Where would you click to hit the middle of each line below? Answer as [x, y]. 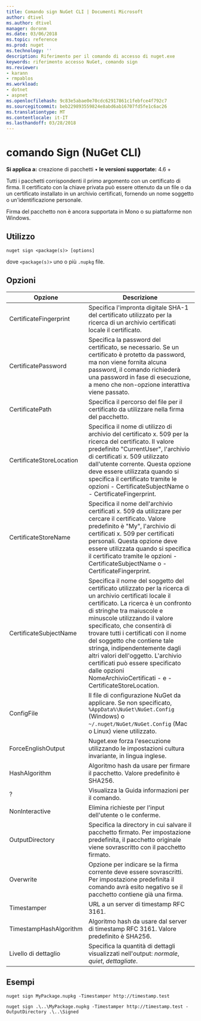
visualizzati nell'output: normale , [134, 953]
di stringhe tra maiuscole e [126, 610]
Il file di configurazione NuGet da [135, 695]
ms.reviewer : [22, 67]
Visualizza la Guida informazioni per [139, 790]
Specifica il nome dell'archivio [130, 504]
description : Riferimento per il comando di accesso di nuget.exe [91, 56]
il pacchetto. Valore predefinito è [134, 773]
